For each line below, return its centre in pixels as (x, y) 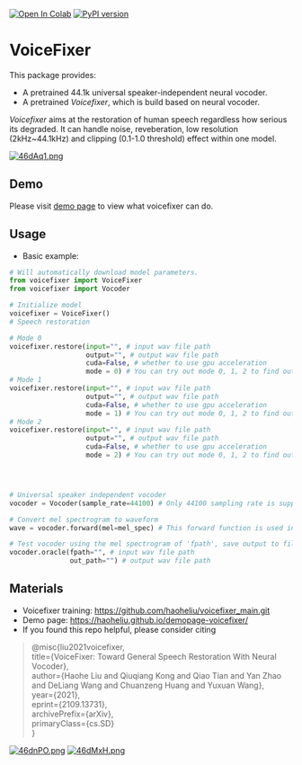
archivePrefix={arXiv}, (72, 714)
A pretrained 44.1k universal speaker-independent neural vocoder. (145, 92)
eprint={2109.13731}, (69, 704)
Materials (36, 589)
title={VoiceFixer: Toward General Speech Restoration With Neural (154, 656)
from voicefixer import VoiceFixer (76, 280)
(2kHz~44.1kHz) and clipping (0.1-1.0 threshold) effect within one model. (143, 138)
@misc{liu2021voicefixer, (78, 646)
